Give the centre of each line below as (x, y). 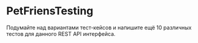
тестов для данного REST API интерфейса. (61, 33)
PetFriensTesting (50, 11)
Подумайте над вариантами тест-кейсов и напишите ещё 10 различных (99, 27)
